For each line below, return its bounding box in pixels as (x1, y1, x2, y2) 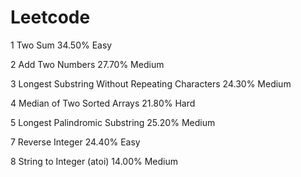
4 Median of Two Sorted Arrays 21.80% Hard (10, 97, 196, 109)
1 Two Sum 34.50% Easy (10, 39, 113, 51)
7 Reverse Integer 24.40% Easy (10, 136, 141, 148)
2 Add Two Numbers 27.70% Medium (10, 58, 165, 70)
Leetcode (10, 6, 91, 29)
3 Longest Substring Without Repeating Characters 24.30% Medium (10, 77, 292, 90)
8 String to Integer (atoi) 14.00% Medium (10, 155, 178, 167)
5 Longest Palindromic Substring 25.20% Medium (10, 116, 216, 128)
